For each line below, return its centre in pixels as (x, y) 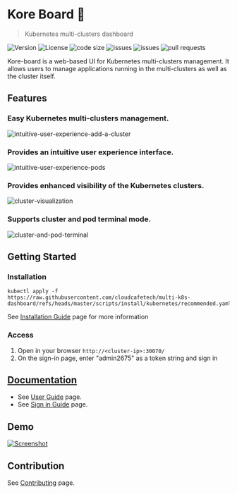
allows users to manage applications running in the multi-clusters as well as (117, 68)
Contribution (36, 465)
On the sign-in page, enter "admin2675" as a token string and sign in (117, 358)
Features (27, 98)
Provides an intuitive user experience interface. (91, 152)
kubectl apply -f (33, 292)
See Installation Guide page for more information (78, 317)
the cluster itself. (32, 76)
